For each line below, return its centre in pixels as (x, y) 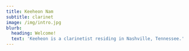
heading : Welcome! (34, 33)
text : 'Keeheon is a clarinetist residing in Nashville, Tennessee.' (98, 39)
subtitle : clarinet (30, 17)
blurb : (14, 28)
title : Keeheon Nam (30, 11)
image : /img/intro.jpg (34, 22)
